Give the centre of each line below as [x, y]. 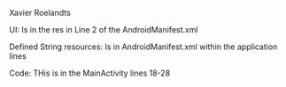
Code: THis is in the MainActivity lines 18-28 [90, 73]
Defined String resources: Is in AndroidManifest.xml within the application [143, 47]
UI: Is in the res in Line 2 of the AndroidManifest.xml [104, 29]
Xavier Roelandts [40, 13]
